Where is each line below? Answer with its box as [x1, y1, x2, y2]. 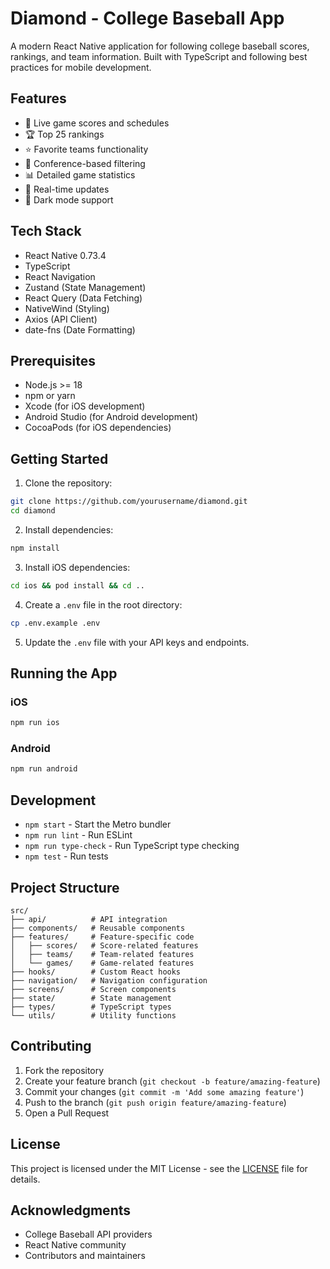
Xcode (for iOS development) [24, 400, 146, 412]
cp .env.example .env [10, 618, 101, 628]
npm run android [10, 764, 78, 774]
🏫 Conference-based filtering [24, 157, 146, 169]
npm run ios [10, 718, 60, 728]
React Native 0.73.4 [24, 249, 107, 261]
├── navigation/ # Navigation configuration [10, 975, 208, 986]
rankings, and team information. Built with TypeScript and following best [10, 50, 308, 62]
